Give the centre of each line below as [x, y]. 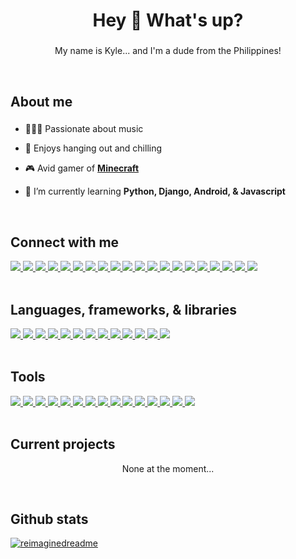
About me [41, 101]
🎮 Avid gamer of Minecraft [82, 168]
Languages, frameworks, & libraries [124, 309]
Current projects [63, 444]
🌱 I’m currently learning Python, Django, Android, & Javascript [155, 191]
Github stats [49, 519]
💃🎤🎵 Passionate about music [84, 129]
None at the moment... [168, 468]
